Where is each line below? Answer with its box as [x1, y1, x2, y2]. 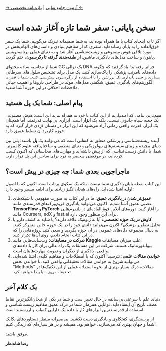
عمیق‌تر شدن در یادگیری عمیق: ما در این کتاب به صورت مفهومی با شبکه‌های [12, 195, 152, 201]
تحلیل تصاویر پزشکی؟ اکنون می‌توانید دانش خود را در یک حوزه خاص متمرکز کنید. [12, 221, 161, 227]
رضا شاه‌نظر [5, 341, 29, 347]
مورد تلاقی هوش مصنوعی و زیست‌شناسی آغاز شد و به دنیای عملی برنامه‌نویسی [5, 48, 152, 54]
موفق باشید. [5, 331, 29, 337]
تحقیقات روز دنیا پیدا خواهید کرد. [12, 269, 72, 274]
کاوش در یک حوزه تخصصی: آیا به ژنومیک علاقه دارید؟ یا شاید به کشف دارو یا [12, 216, 152, 222]
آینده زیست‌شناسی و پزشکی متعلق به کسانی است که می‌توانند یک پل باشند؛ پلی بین [5, 137, 160, 143]
